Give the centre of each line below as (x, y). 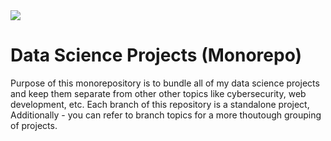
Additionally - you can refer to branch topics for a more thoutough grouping (166, 115)
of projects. (34, 125)
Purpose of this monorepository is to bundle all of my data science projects (165, 83)
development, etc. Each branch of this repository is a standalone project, (160, 104)
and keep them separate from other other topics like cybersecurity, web (158, 93)
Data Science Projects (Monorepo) (156, 55)
